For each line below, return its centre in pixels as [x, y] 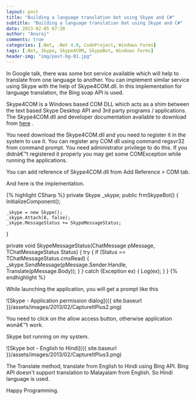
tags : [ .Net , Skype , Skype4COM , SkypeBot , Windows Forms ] [80, 51]
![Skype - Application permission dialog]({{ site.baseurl [74, 301]
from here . [20, 123]
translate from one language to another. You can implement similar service [98, 80]
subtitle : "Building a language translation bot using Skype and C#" [95, 23]
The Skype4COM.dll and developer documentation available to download [96, 117]
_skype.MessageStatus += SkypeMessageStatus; [64, 223]
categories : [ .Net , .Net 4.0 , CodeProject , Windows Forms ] [81, 46]
